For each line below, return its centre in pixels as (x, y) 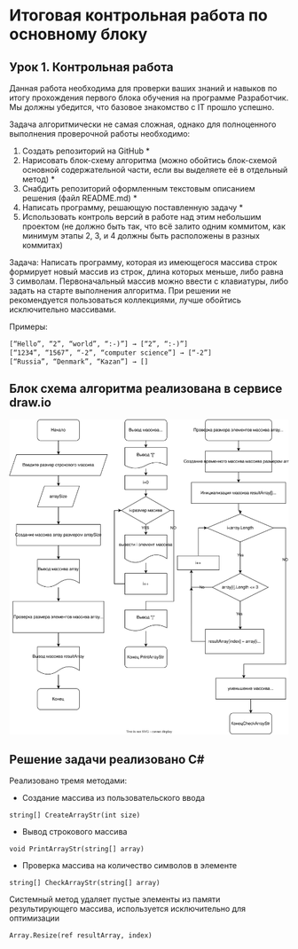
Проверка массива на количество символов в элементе (129, 865)
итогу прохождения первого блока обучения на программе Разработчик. (149, 98)
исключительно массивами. (63, 310)
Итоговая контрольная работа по (138, 16)
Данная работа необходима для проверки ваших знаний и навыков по (143, 88)
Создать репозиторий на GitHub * (86, 151)
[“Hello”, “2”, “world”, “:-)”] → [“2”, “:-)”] (99, 344)
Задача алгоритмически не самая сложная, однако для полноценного (143, 124)
